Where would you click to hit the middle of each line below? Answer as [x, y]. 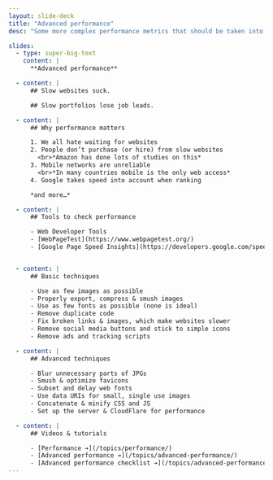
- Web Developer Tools [68, 232]
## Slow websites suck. [70, 90]
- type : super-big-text [56, 54]
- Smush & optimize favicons [79, 381]
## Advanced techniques [70, 359]
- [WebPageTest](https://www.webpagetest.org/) [112, 240]
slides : [22, 46]
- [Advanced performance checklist [90, 463]
